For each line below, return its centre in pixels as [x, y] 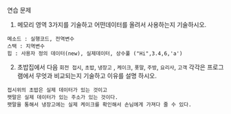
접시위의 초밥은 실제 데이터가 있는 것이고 [57, 90]
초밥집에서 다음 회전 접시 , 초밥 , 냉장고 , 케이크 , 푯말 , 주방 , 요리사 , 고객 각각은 [111, 67]
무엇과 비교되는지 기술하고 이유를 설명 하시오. [96, 76]
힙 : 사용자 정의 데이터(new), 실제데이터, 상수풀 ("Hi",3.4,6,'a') [95, 54]
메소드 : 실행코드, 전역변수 [41, 39]
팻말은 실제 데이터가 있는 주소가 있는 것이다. [63, 98]
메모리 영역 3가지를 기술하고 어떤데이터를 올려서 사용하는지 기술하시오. [112, 25]
